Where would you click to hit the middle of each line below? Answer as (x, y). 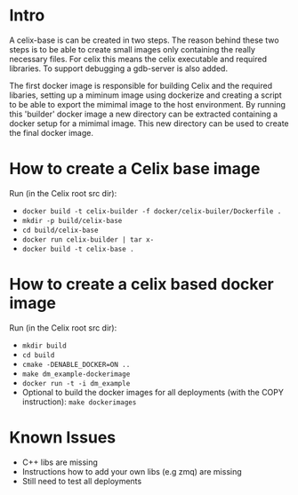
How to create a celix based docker (141, 284)
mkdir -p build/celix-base (72, 220)
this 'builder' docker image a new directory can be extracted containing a (144, 114)
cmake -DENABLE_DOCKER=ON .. (76, 364)
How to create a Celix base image (135, 169)
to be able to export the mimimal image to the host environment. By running (148, 104)
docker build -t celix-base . (78, 249)
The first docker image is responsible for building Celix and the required (141, 85)
